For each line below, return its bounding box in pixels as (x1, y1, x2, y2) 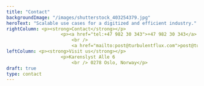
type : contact (6, 71, 42, 77)
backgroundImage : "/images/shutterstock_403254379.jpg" (6, 15, 151, 21)
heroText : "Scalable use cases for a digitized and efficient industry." (6, 20, 197, 26)
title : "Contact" (6, 8, 50, 15)
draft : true (6, 65, 36, 71)
